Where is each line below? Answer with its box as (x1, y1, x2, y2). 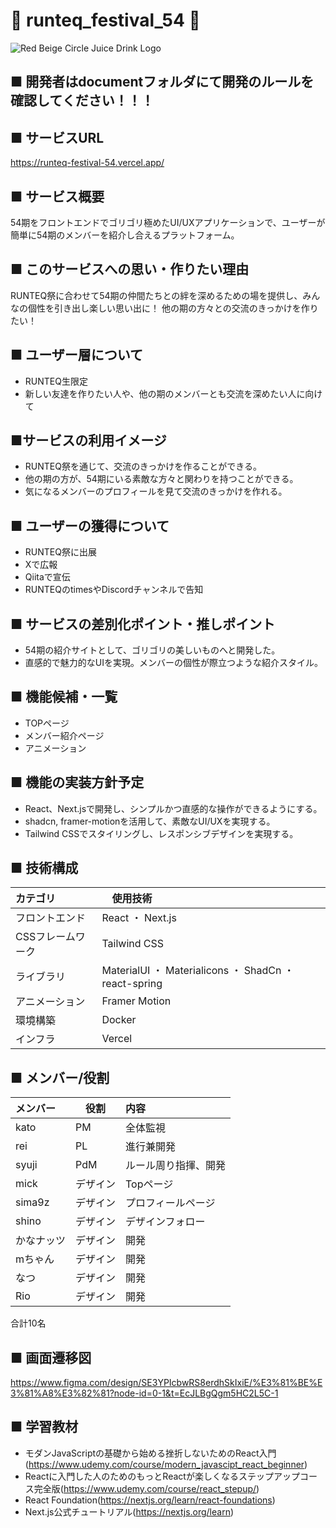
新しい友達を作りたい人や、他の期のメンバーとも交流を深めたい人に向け (24, 387, 323, 399)
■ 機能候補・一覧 (10, 689, 118, 706)
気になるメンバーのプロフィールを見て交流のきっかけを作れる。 (24, 485, 288, 498)
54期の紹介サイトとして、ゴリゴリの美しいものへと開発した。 (24, 644, 281, 656)
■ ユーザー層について (10, 347, 144, 364)
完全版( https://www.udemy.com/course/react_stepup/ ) (33, 1482, 260, 1494)
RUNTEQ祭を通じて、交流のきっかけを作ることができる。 (24, 460, 262, 473)
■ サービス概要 (10, 188, 105, 205)
